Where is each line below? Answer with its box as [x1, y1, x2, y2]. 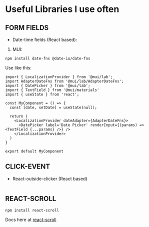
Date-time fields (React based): [12, 36, 77, 42]
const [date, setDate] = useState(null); [9, 105, 97, 110]
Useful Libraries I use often [5, 3, 119, 15]
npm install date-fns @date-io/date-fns [5, 56, 91, 61]
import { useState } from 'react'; [5, 92, 79, 97]
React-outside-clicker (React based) [12, 175, 87, 181]
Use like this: [5, 65, 31, 70]
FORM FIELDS [5, 23, 49, 32]
